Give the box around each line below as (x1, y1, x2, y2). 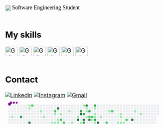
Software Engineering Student (11, 4, 80, 11)
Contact (5, 74, 38, 85)
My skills (5, 29, 41, 40)
